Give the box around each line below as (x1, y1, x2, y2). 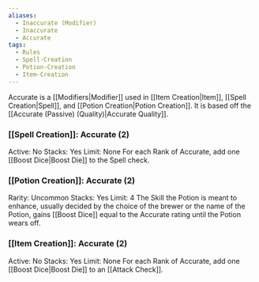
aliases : (8, 11, 37, 20)
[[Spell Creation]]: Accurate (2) (8, 128, 130, 139)
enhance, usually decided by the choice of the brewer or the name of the (8, 201, 246, 211)
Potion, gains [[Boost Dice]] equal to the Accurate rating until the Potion (8, 210, 242, 219)
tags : (8, 41, 26, 49)
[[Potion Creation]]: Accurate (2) (8, 175, 136, 186)
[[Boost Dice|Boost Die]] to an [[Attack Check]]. (8, 265, 163, 274)
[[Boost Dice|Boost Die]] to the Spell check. (8, 155, 150, 165)
